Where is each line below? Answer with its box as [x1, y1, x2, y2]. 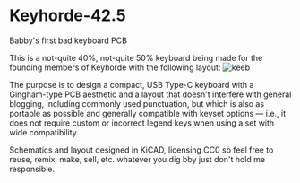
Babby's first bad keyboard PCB [9, 35, 128, 46]
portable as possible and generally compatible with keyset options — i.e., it [9, 108, 287, 118]
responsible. [9, 163, 56, 174]
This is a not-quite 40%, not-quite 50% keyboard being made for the [9, 52, 263, 63]
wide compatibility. [9, 126, 79, 137]
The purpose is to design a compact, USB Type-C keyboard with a [9, 79, 254, 90]
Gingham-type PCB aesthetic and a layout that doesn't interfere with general [9, 89, 292, 100]
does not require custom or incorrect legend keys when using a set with [9, 118, 275, 128]
